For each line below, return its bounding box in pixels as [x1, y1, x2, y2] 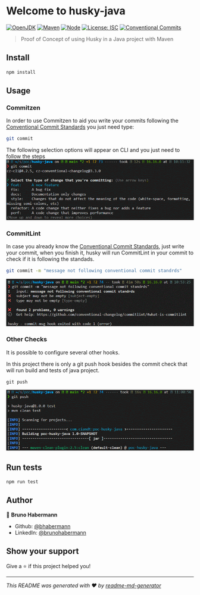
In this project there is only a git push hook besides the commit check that [6, 360, 187, 367]
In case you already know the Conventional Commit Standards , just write [6, 243, 185, 250]
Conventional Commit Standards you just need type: [6, 123, 135, 130]
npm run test [6, 479, 39, 485]
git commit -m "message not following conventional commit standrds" [6, 268, 183, 274]
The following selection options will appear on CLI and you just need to [6, 147, 180, 154]
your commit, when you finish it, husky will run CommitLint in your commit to [6, 249, 194, 257]
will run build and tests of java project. [6, 366, 100, 373]
